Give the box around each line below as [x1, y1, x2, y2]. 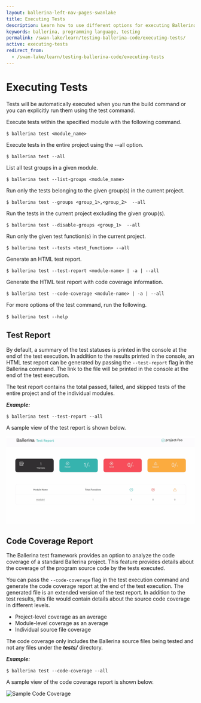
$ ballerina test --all [6, 153, 66, 159]
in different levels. [6, 602, 50, 609]
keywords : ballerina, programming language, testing [6, 29, 141, 35]
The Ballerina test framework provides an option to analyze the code [6, 552, 175, 559]
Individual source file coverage [14, 626, 92, 633]
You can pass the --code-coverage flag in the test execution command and [6, 576, 190, 584]
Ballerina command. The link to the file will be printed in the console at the [6, 365, 189, 372]
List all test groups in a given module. [6, 164, 98, 171]
